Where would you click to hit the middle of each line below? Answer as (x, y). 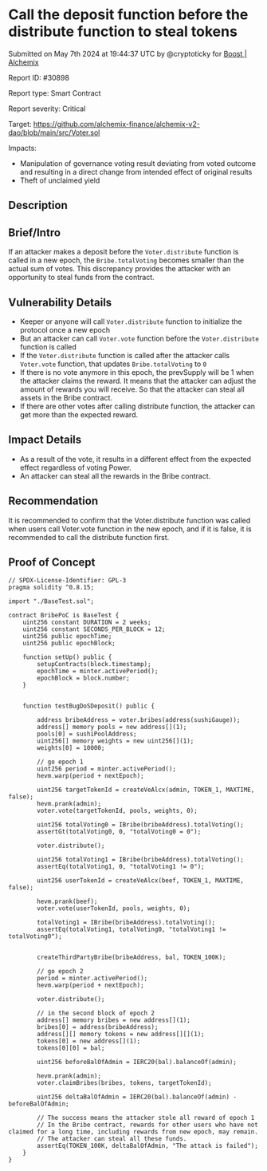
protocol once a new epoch (65, 329)
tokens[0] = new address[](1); (89, 1041)
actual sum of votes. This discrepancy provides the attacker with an (120, 269)
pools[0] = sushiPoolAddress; (87, 734)
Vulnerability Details (60, 302)
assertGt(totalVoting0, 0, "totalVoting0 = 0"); (119, 832)
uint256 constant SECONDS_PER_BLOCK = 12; (94, 629)
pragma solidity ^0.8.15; (51, 588)
